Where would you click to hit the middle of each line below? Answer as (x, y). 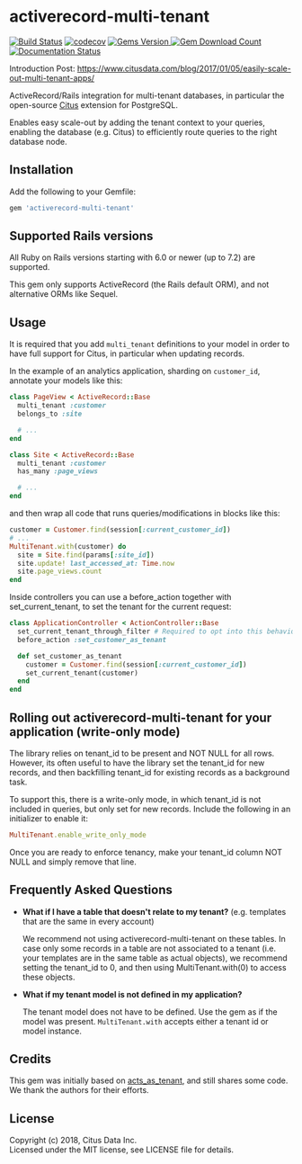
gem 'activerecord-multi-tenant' (72, 208)
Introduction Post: (42, 68)
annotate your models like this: (66, 381)
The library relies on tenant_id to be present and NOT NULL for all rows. (142, 753)
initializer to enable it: (49, 818)
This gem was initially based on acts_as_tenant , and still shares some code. (149, 1080)
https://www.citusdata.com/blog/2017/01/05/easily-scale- (184, 68)
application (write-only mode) (95, 732)
